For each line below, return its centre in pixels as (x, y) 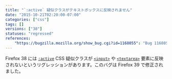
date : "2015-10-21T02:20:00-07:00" (43, 15)
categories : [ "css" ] (27, 19)
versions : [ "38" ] (24, 29)
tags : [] (15, 24)
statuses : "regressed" (29, 34)
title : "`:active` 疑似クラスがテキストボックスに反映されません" (69, 10)
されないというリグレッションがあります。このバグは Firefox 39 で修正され (84, 65)
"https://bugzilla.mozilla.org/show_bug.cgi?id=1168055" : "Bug (83, 43)
